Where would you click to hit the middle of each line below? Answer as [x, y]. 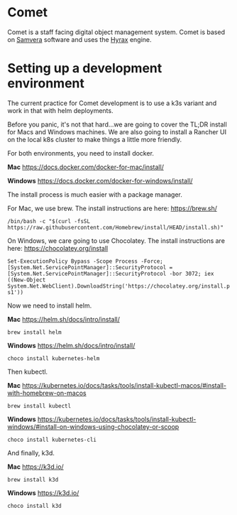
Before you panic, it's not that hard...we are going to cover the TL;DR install [117, 124]
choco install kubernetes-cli [52, 440]
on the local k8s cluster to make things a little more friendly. [95, 139]
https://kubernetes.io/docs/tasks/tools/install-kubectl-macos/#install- [125, 385]
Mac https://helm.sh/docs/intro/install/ [64, 319]
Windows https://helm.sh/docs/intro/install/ [71, 345]
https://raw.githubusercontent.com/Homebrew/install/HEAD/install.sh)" [115, 227]
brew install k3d [33, 479]
